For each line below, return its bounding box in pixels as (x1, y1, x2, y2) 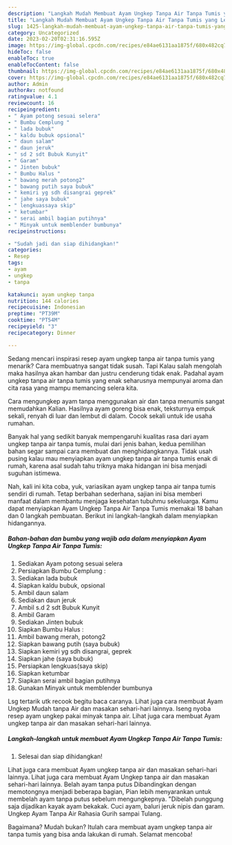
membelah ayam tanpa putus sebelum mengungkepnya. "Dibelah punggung (8, 795, 224, 803)
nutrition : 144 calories (8, 298, 79, 304)
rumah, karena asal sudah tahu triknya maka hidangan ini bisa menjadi (8, 461, 207, 470)
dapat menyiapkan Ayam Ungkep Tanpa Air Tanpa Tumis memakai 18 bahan (8, 504, 223, 512)
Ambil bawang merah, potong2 (17, 632, 106, 640)
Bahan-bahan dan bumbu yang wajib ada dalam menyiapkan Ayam (8, 534, 207, 543)
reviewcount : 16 (8, 100, 54, 107)
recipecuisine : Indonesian (8, 304, 85, 311)
